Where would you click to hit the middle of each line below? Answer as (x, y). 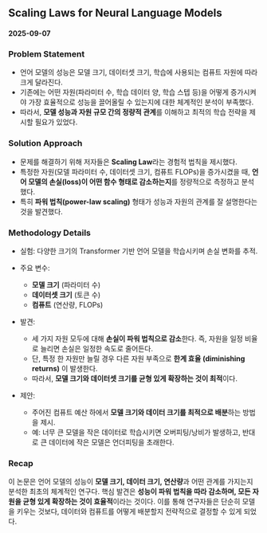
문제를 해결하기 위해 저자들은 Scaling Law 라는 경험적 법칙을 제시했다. (128, 162)
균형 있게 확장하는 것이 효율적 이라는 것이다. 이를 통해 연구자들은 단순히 (132, 502)
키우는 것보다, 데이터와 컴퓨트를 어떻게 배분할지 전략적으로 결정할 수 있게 (129, 511)
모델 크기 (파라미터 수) (66, 284)
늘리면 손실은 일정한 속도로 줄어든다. (97, 348)
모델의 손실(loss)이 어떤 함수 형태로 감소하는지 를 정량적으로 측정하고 (133, 182)
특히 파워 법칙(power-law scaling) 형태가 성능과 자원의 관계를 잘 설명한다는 (138, 202)
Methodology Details (50, 233)
